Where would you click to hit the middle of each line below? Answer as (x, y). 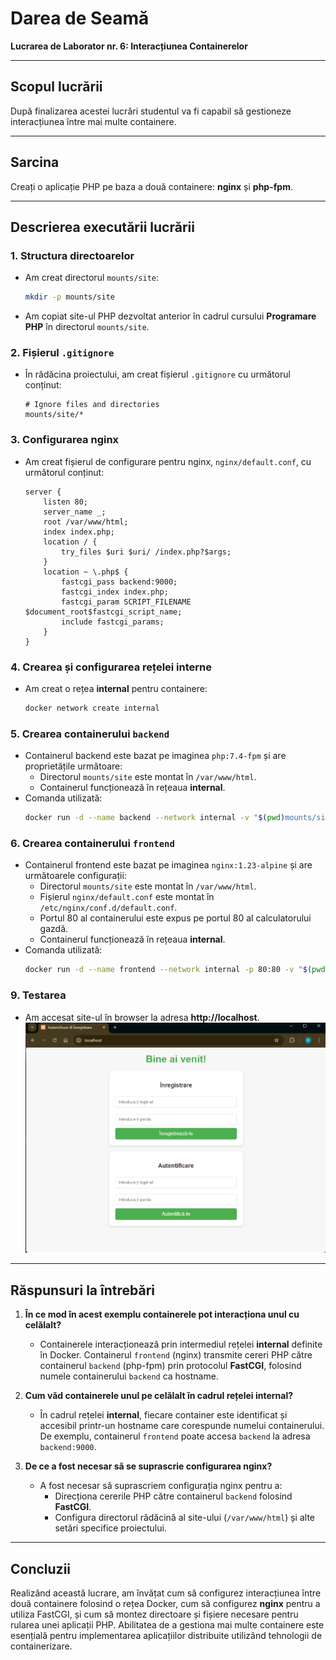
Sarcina (35, 162)
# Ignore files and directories (92, 405)
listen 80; (66, 502)
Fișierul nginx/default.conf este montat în (127, 897)
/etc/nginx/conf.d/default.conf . (108, 908)
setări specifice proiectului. (110, 1528)
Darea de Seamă (80, 18)
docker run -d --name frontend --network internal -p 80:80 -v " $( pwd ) (177, 970)
